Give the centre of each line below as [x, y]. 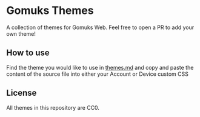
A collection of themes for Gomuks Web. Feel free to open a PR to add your [100, 27]
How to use [28, 53]
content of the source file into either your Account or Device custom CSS [98, 74]
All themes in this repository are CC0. [53, 107]
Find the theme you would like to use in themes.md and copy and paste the [100, 67]
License [22, 93]
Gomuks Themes [50, 11]
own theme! [21, 33]
